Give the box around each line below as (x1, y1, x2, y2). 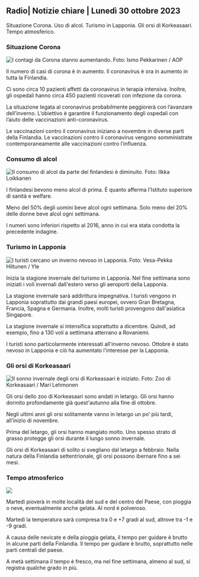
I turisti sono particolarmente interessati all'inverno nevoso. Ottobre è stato (6, 340, 189, 347)
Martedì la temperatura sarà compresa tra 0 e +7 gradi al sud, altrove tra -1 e (6, 516, 193, 523)
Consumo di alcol (6, 155, 57, 163)
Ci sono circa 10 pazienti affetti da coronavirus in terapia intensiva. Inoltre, (6, 85, 187, 93)
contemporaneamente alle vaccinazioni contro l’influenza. (6, 140, 147, 147)
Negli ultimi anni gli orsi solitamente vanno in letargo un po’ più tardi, (6, 411, 173, 417)
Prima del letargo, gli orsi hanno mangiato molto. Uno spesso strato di (6, 429, 176, 435)
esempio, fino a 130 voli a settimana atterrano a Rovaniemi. (6, 329, 150, 336)
